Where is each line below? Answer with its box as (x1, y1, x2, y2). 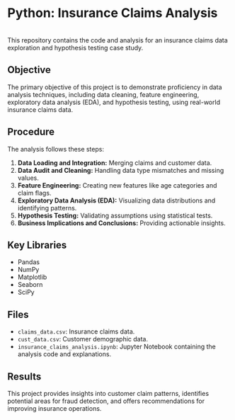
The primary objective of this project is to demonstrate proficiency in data (7, 83, 222, 91)
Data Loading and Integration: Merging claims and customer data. (17, 158, 212, 167)
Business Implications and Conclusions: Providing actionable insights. (17, 218, 226, 227)
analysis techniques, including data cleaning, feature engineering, (7, 90, 200, 98)
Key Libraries (7, 239, 67, 251)
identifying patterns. (17, 203, 77, 212)
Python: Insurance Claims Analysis (7, 5, 218, 21)
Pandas (17, 258, 40, 266)
